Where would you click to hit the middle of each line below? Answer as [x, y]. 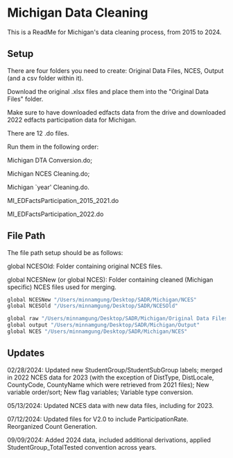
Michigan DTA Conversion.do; [50, 160]
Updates [26, 353]
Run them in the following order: [53, 147]
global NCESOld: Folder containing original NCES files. [85, 266]
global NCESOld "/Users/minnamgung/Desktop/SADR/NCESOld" [93, 306]
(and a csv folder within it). [45, 78]
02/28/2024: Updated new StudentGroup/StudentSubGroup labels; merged [115, 370]
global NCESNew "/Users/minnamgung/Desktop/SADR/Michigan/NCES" [102, 300]
